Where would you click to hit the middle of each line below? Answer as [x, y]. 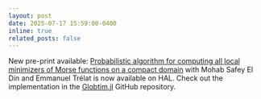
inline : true [30, 31]
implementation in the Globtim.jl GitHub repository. [92, 87]
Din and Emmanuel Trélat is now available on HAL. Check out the [116, 78]
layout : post [30, 16]
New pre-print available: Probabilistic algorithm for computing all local [124, 61]
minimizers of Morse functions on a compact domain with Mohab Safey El [131, 70]
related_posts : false [45, 38]
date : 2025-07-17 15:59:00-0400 [62, 23]
